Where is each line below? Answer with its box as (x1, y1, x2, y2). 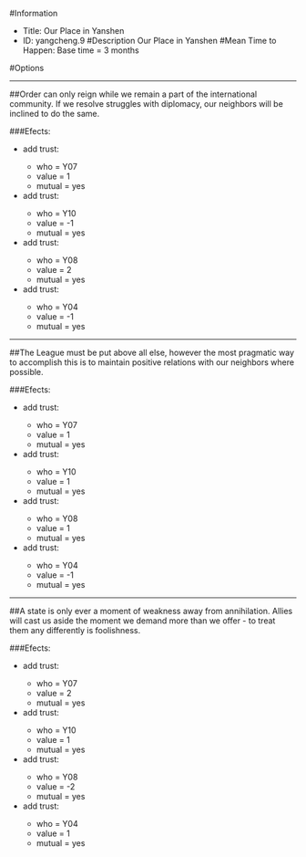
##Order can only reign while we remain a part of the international (9, 89, 258, 99)
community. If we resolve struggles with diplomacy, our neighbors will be (9, 99, 284, 109)
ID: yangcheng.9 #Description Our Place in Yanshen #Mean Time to (22, 36, 277, 46)
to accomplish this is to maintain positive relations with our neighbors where (9, 357, 294, 368)
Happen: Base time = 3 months (22, 45, 139, 56)
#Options (9, 63, 45, 73)
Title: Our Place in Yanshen (22, 26, 125, 36)
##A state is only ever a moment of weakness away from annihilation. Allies (9, 606, 293, 616)
